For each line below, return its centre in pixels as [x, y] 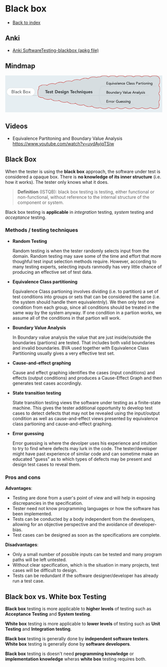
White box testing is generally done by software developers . [68, 644]
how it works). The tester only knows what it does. [57, 182]
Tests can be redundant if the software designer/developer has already [85, 576]
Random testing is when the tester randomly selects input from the [81, 251]
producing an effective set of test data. [52, 272]
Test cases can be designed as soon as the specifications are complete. [86, 535]
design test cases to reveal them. [46, 464]
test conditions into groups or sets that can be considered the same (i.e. [86, 297]
